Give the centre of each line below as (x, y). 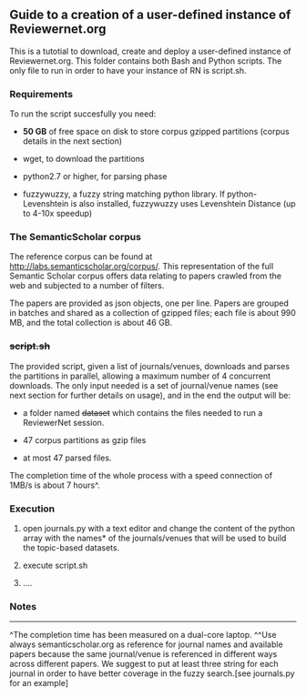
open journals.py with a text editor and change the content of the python (159, 528)
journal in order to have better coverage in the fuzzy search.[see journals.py (152, 673)
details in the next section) (72, 141)
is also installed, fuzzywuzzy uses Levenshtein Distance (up (183, 204)
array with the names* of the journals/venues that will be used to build (154, 538)
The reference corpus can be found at (81, 257)
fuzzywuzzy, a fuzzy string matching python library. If (124, 194)
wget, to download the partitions (83, 159)
